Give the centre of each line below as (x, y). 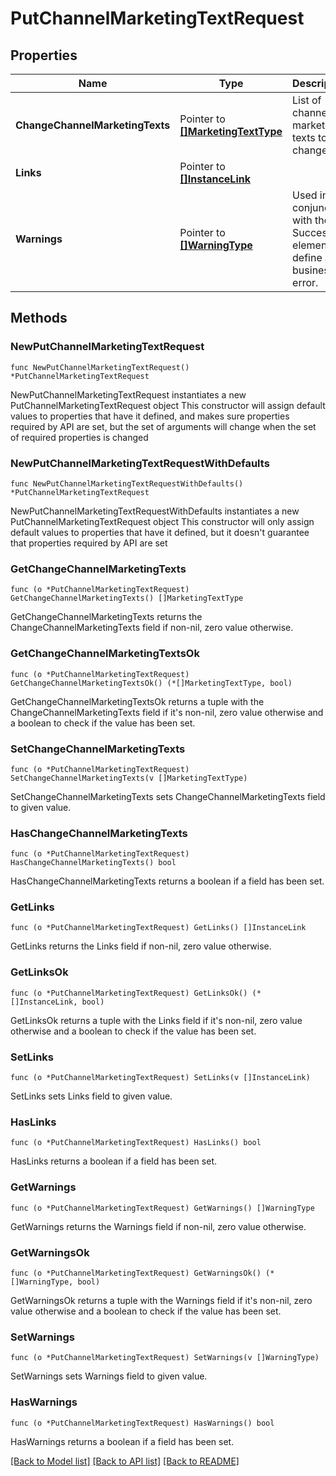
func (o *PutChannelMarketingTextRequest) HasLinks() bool (136, 1143)
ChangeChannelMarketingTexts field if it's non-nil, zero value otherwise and (167, 712)
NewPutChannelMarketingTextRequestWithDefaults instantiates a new (155, 511)
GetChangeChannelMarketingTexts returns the (106, 617)
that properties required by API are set (89, 543)
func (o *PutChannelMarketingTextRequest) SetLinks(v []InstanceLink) (160, 1078)
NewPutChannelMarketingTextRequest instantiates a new (128, 394)
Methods (39, 318)
